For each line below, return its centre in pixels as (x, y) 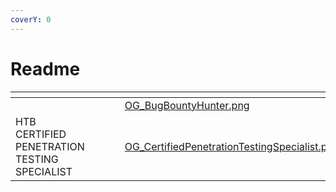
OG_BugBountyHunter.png (187, 105)
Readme (45, 68)
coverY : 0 (31, 19)
